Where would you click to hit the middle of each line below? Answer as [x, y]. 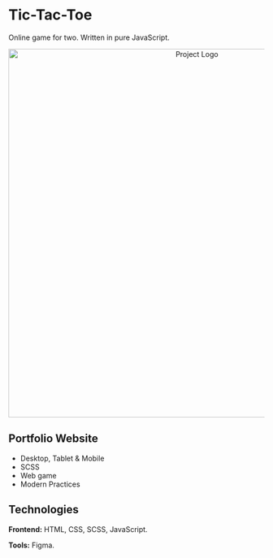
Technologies [44, 510]
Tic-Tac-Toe [50, 15]
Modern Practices [50, 484]
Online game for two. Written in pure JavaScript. [89, 37]
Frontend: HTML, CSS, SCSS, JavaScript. [78, 529]
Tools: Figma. [32, 545]
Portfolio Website [54, 439]
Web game [38, 475]
